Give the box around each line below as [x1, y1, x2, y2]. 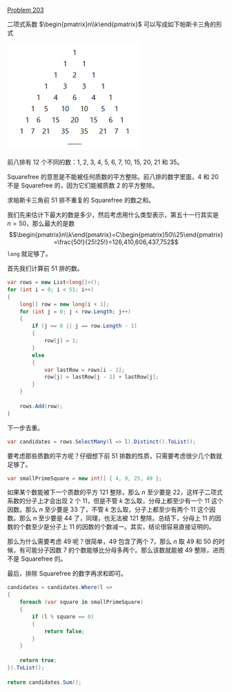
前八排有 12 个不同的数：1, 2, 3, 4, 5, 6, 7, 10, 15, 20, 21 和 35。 [7, 158, 184, 166]
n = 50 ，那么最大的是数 [7, 219, 75, 227]
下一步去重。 [7, 423, 43, 431]
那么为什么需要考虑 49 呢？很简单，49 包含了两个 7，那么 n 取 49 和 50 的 [7, 537, 219, 545]
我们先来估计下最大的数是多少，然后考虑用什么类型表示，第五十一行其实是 [7, 211, 219, 218]
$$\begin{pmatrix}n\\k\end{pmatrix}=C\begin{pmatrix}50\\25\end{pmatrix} [8, 231, 224, 239]
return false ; [43, 628, 85, 635]
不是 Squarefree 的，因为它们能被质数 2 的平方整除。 [7, 181, 159, 189]
